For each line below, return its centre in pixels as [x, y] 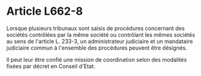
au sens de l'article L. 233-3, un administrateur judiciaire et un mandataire [100, 41]
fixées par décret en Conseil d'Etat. [51, 66]
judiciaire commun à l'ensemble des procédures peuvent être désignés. [97, 48]
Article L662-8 [45, 11]
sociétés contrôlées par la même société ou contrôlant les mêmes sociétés [101, 34]
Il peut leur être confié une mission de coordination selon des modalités [97, 59]
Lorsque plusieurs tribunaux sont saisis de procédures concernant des [96, 28]
